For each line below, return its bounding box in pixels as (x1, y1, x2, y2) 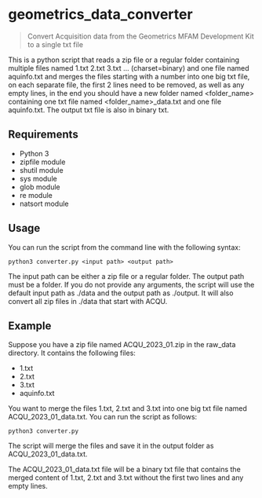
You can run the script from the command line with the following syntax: (8, 242, 241, 252)
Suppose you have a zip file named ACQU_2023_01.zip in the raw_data (8, 340, 236, 350)
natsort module (19, 199, 69, 208)
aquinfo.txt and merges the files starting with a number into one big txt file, (8, 71, 250, 81)
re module (19, 190, 53, 200)
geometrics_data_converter (8, 5, 194, 24)
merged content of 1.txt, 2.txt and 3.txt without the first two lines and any (8, 473, 244, 482)
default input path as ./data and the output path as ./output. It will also (8, 288, 234, 298)
